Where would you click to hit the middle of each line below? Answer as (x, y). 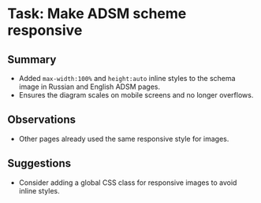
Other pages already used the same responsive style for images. (124, 138)
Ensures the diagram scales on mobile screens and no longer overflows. (136, 95)
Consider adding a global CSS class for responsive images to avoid (128, 183)
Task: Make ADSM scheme (97, 14)
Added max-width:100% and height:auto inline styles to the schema (127, 78)
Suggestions (39, 163)
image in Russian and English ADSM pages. (89, 87)
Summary (32, 59)
